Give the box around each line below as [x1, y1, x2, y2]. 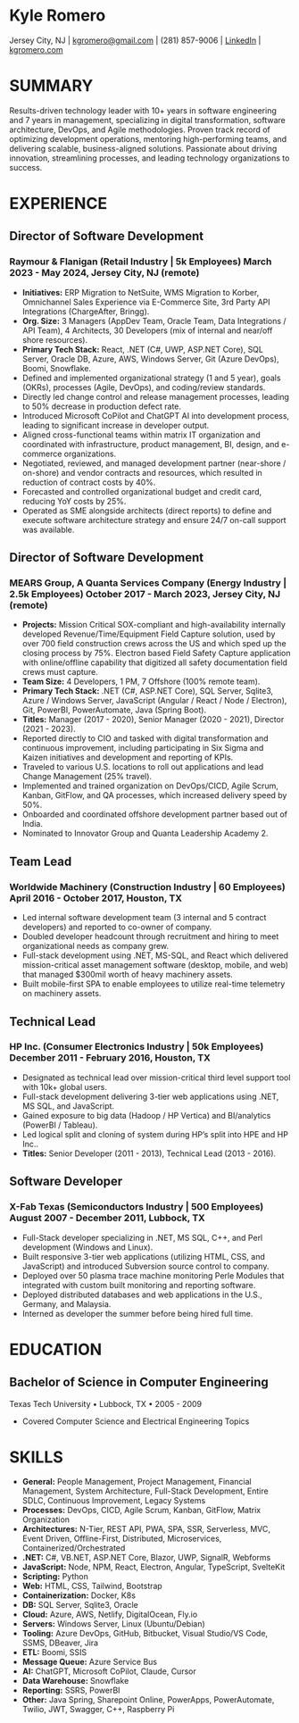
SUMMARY [9, 76, 94, 96]
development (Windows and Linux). [21, 1242, 154, 1253]
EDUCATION [9, 1339, 103, 1360]
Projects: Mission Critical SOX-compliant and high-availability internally [21, 620, 286, 630]
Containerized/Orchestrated [21, 1543, 126, 1553]
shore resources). [21, 334, 87, 345]
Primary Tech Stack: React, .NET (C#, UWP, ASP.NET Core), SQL [21, 344, 263, 354]
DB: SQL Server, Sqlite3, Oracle [21, 1600, 138, 1611]
